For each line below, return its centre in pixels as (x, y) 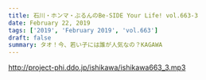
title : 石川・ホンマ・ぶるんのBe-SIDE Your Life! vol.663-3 (103, 15)
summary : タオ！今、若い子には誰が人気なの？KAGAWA (86, 45)
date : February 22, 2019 (49, 23)
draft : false (30, 38)
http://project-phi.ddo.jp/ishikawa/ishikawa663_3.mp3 (97, 67)
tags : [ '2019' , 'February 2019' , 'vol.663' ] (83, 30)
